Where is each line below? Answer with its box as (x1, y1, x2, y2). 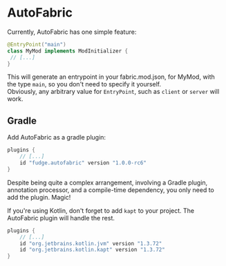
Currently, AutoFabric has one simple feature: (7, 28, 137, 36)
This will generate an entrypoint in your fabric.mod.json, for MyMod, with (7, 73, 216, 81)
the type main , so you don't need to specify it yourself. (7, 80, 162, 88)
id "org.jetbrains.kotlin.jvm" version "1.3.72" (19, 240, 162, 247)
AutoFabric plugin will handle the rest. (7, 213, 115, 222)
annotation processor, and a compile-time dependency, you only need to (7, 185, 214, 194)
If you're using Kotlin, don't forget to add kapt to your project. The (7, 206, 195, 215)
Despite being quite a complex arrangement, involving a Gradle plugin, (7, 178, 208, 187)
